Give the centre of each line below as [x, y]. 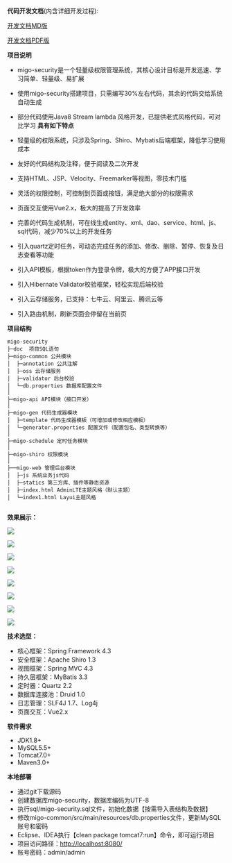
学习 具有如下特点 [48, 125]
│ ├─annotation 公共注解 [43, 364]
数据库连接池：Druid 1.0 [51, 694]
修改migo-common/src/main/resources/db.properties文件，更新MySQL [119, 818]
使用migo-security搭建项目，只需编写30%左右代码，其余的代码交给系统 [120, 93]
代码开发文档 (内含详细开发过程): [53, 11]
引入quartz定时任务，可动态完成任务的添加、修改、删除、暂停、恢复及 [117, 246]
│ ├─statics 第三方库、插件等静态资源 [58, 483]
